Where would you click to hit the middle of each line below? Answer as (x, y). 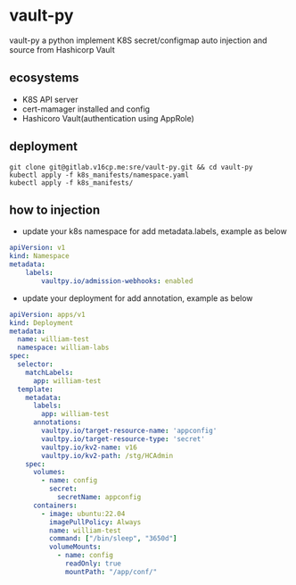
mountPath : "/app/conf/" (111, 572)
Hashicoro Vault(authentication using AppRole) (108, 118)
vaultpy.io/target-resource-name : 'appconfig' (129, 430)
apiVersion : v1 (37, 248)
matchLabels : (49, 372)
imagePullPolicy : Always (95, 522)
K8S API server (50, 99)
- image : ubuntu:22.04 (83, 514)
